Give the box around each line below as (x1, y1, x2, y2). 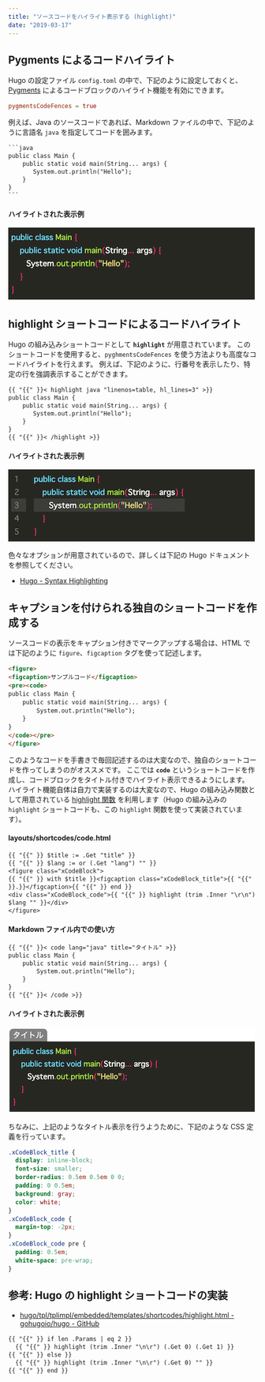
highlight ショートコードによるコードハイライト (8, 317, 242, 331)
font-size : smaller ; (15, 1165, 83, 1173)
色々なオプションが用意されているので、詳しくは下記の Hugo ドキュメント (8, 550, 251, 560)
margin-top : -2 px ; (15, 1223, 77, 1231)
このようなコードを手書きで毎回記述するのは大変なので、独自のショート (8, 755, 243, 764)
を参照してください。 (8, 561, 77, 570)
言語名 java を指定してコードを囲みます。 (21, 127, 157, 137)
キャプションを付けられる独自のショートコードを (8, 601, 247, 614)
